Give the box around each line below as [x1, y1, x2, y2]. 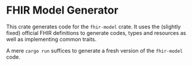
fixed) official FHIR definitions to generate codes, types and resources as [6, 29, 187, 36]
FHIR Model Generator [6, 4, 118, 17]
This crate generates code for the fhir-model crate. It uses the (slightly [6, 23, 181, 30]
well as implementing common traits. [6, 35, 97, 43]
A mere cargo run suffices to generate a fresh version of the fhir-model [6, 47, 183, 54]
